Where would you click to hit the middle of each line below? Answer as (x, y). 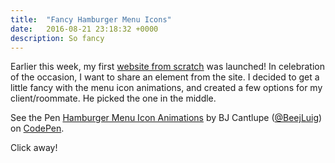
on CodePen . (37, 128)
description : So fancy (57, 38)
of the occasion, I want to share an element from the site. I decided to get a (165, 77)
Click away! (34, 148)
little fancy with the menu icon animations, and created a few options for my (166, 88)
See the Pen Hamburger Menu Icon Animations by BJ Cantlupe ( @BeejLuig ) (166, 118)
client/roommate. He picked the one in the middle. (113, 98)
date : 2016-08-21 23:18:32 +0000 (84, 29)
